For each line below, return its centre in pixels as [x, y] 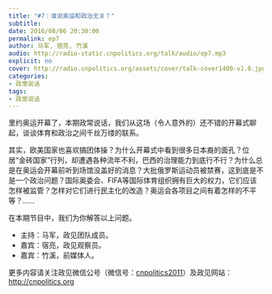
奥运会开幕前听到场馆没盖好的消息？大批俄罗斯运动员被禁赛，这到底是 [139, 170]
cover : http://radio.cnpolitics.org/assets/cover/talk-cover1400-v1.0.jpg [137, 69]
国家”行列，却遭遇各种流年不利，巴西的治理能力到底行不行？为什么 [144, 160]
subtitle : [25, 23]
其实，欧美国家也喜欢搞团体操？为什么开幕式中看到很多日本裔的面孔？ [125, 150]
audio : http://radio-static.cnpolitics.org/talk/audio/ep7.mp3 [117, 53]
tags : [17, 91]
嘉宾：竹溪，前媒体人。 [59, 255]
